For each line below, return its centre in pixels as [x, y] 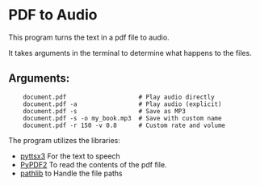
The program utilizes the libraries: [65, 140]
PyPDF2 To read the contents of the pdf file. [93, 164]
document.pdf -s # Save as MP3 [104, 111]
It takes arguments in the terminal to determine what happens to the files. [130, 53]
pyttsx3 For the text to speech [70, 156]
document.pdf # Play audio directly [119, 97]
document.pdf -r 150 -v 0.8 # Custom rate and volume [124, 125]
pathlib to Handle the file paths [71, 173]
